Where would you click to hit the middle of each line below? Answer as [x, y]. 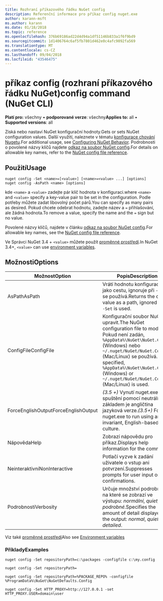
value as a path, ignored [130, 302]
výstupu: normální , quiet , [131, 501]
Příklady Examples [27, 550]
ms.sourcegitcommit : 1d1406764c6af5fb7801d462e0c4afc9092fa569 [70, 41]
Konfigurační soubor [126, 316]
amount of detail [121, 513]
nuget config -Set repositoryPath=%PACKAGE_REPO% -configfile [69, 577]
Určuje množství [121, 488]
